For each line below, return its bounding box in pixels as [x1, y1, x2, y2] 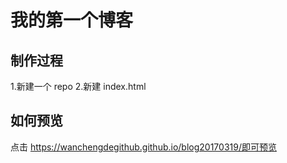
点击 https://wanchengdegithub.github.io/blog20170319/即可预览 [10, 141, 277, 153]
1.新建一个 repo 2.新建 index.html [10, 81, 147, 92]
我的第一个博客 [10, 9, 134, 32]
